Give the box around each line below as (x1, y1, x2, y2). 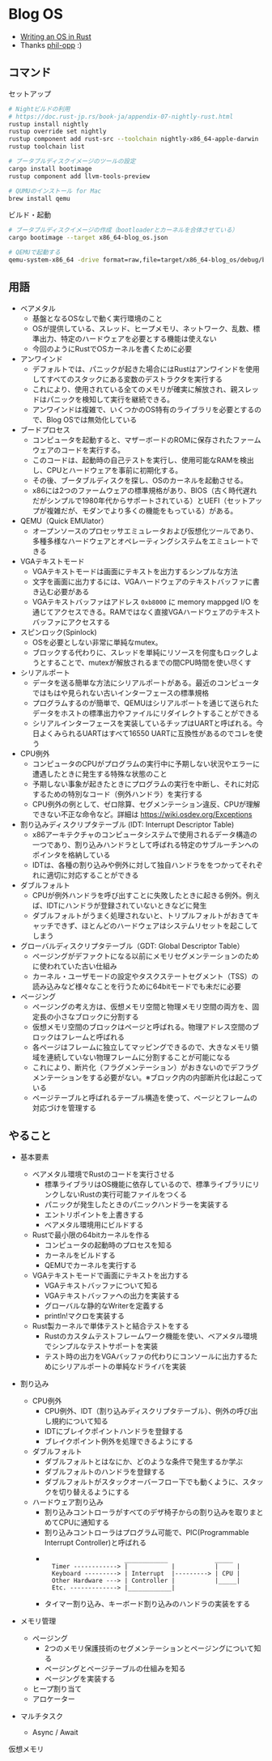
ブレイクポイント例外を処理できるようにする (44, 1436, 193, 1446)
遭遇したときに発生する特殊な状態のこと (32, 768, 168, 778)
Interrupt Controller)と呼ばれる (44, 1538, 147, 1547)
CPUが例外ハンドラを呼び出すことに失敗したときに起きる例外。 (32, 890, 246, 900)
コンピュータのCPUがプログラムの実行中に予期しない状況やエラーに (32, 759, 261, 768)
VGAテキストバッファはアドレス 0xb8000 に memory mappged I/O (32, 597, 251, 606)
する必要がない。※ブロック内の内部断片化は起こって (88, 1072, 263, 1082)
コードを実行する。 (60, 445, 125, 454)
